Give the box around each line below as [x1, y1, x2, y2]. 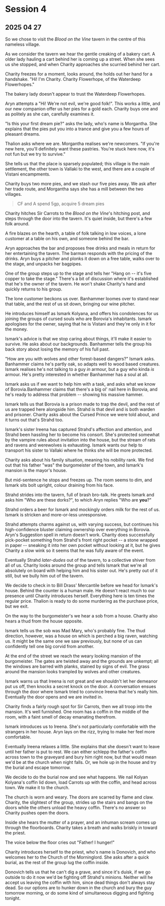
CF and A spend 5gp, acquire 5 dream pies [17, 201, 104, 207]
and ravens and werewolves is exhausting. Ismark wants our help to [5, 442, 143, 448]
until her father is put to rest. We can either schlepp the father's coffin [5, 749, 147, 755]
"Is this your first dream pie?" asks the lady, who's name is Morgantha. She [5, 121, 158, 126]
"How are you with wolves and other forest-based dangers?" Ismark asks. [5, 356, 155, 362]
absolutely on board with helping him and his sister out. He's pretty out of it [5, 568, 158, 573]
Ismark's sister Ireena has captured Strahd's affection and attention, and [5, 427, 152, 432]
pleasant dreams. [5, 131, 40, 137]
